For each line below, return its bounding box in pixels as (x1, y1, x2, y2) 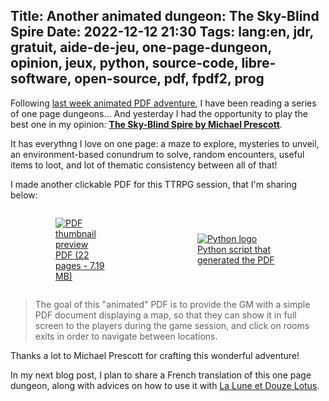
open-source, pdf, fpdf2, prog (74, 70, 265, 88)
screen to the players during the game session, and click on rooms (34, 319, 310, 331)
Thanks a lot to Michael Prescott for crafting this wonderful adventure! (10, 349, 300, 361)
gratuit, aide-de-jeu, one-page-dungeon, (10, 39, 272, 56)
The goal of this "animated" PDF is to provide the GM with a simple (34, 298, 311, 310)
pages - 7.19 (55, 259, 105, 271)
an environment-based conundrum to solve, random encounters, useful (10, 148, 305, 160)
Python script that (196, 244, 271, 256)
